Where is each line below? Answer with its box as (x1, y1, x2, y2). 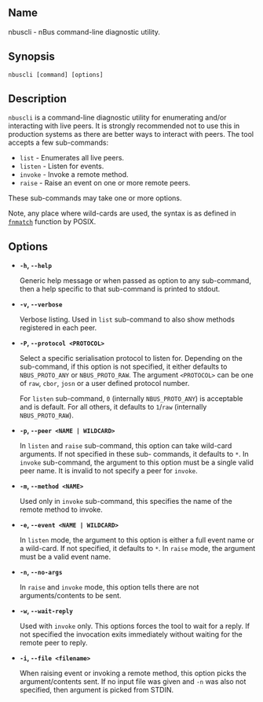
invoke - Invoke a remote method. (19, 170, 129, 179)
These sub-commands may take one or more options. (8, 193, 182, 203)
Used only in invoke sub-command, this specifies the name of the (19, 497, 233, 506)
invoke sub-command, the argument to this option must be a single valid (19, 458, 254, 467)
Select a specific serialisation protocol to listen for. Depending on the (19, 354, 243, 363)
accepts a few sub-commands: (8, 138, 108, 148)
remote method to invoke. (19, 505, 104, 514)
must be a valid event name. (19, 552, 111, 561)
